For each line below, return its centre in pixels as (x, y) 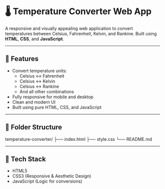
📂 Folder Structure (34, 127)
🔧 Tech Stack (26, 159)
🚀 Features (22, 59)
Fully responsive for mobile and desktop (53, 97)
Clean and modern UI (34, 102)
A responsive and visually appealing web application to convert (69, 28)
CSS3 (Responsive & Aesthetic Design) (52, 176)
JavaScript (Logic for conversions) (47, 181)
